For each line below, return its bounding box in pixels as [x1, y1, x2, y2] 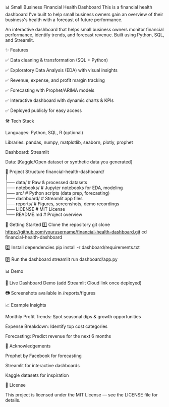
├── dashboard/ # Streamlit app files [5, 196, 83, 201]
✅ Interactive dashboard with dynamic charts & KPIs [5, 97, 114, 103]
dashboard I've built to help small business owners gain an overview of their [5, 12, 163, 17]
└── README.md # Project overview [5, 211, 82, 217]
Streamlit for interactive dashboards [5, 363, 80, 368]
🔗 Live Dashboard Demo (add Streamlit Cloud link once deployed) [5, 280, 142, 286]
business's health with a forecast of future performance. [5, 17, 123, 23]
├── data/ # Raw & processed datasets [5, 180, 87, 185]
